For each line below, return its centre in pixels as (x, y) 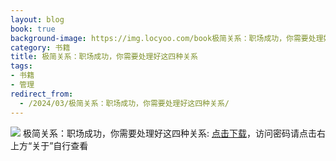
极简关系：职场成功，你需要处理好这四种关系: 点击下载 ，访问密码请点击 (169, 133)
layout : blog (37, 19)
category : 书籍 (40, 47)
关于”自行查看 (60, 145)
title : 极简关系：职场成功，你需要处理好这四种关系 (104, 57)
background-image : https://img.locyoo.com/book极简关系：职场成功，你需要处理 (167, 38)
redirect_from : (42, 94)
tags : (21, 66)
